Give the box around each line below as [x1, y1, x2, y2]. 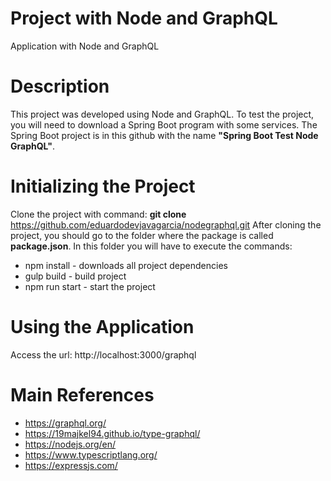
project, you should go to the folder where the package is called [10, 229, 274, 241]
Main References [10, 383, 155, 406]
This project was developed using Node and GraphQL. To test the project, [10, 108, 315, 120]
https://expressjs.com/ [24, 459, 118, 471]
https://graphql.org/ [24, 417, 107, 429]
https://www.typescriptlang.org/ [24, 448, 158, 461]
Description [10, 75, 110, 98]
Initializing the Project [10, 175, 196, 198]
